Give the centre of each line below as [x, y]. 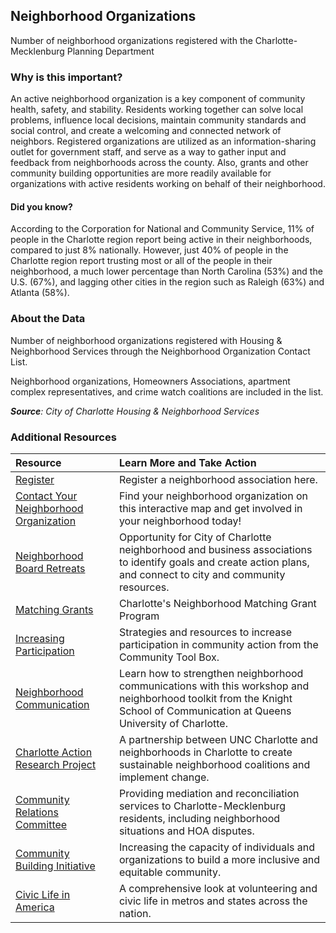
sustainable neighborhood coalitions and [214, 764]
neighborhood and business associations [215, 549]
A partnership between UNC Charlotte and [218, 739]
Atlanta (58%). [40, 293]
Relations [37, 812]
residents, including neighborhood [199, 818]
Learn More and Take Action [187, 462]
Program [139, 616]
